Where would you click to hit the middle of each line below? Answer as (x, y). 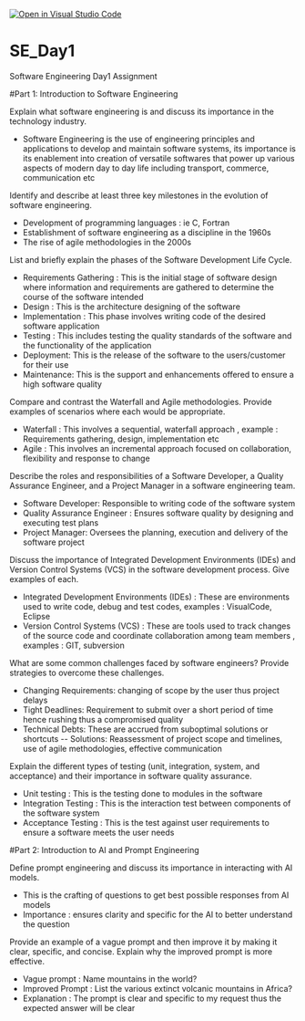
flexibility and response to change (86, 458)
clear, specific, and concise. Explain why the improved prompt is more (141, 951)
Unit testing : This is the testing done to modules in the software (142, 793)
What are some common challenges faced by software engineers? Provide (149, 662)
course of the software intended (83, 297)
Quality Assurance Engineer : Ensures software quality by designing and (158, 513)
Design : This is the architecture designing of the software (132, 307)
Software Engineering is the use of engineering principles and (138, 139)
